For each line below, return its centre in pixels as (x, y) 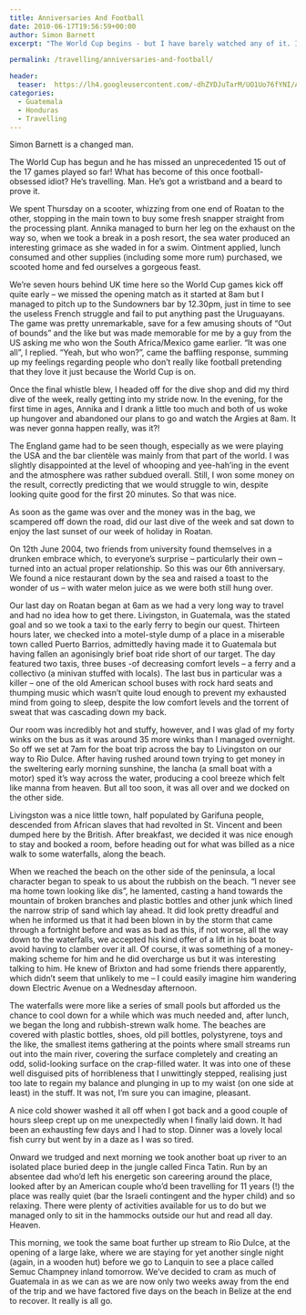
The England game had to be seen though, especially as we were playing (147, 446)
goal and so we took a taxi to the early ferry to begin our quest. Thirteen (145, 625)
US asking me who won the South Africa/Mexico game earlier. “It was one (148, 343)
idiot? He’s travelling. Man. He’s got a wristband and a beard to (165, 181)
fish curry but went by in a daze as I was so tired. (102, 1140)
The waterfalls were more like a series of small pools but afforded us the (145, 1006)
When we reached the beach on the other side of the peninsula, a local (143, 872)
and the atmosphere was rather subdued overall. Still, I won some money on (152, 475)
